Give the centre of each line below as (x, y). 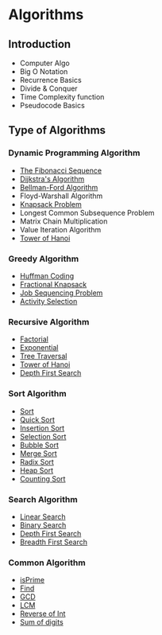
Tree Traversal (43, 356)
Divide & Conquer (48, 88)
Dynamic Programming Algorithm (74, 153)
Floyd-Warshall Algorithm (61, 196)
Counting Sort (42, 478)
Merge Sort (38, 453)
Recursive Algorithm (49, 321)
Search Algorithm (43, 499)
